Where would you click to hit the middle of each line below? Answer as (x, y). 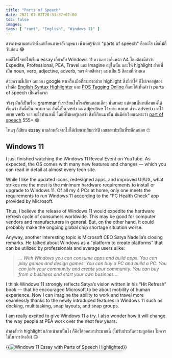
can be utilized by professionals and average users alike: (66, 248)
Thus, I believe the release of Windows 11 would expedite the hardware (80, 211)
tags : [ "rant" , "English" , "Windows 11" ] (53, 29)
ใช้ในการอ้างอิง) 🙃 (22, 337)
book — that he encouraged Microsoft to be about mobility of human (78, 290)
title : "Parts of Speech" (33, 10)
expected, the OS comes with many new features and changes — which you (86, 164)
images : (14, 24)
